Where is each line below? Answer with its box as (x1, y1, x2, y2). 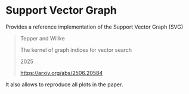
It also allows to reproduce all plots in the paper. (5, 81, 123, 88)
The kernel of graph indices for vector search (20, 46, 132, 54)
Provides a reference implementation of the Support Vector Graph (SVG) (5, 23, 184, 30)
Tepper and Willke (20, 35, 65, 42)
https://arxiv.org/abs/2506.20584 (20, 69, 103, 76)
